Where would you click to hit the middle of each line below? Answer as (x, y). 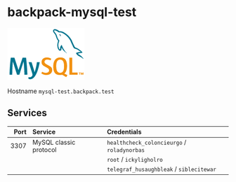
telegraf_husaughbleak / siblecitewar (161, 169)
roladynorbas (126, 150)
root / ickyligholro (135, 159)
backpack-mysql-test (72, 12)
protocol (45, 149)
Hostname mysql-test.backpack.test (61, 91)
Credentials (124, 132)
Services (27, 113)
